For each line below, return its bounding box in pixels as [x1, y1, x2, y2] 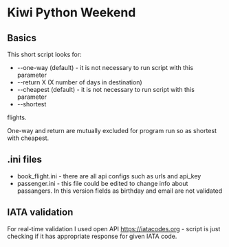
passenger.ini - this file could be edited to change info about [17, 179, 188, 187]
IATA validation [7, 207, 74, 218]
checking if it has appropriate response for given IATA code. [7, 232, 177, 240]
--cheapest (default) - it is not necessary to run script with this [17, 86, 195, 93]
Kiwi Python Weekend [7, 5, 136, 21]
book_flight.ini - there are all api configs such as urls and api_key [17, 172, 201, 180]
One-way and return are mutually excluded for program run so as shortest [7, 127, 217, 134]
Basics [7, 32, 36, 44]
